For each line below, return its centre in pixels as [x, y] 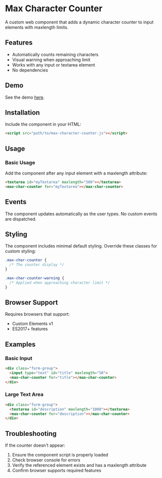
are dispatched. [21, 219]
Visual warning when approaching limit [51, 60]
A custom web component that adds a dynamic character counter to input [79, 22]
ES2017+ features [30, 329]
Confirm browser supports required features [57, 471]
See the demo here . [25, 97]
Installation [22, 112]
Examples [20, 344]
